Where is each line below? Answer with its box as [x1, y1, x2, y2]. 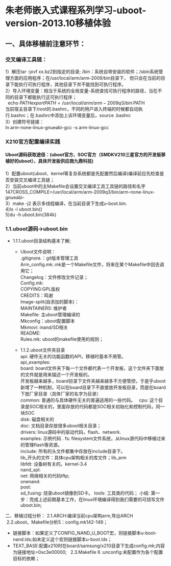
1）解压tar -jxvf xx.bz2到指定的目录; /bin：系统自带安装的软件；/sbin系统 [5, 68, 159, 75]
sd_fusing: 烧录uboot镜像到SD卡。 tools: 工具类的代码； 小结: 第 [20, 490, 156, 496]
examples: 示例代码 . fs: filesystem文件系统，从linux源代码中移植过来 [20, 435, 166, 442]
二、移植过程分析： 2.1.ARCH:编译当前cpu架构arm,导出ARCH [5, 513, 134, 519]
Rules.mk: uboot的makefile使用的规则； [20, 336, 104, 342]
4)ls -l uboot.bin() [5, 206, 42, 212]
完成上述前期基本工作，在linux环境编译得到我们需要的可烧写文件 [29, 497, 165, 503]
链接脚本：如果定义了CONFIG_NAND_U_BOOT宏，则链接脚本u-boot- [12, 530, 157, 536]
